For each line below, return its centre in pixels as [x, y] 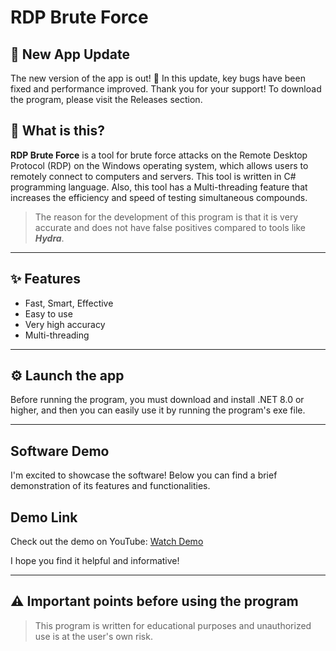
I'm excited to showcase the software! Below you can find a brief [144, 475]
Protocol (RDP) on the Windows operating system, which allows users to [159, 165]
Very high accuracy [65, 324]
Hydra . [49, 238]
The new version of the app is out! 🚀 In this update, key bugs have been [158, 78]
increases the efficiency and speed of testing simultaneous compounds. [159, 197]
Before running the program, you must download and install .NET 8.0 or [157, 400]
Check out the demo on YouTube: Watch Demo [107, 542]
